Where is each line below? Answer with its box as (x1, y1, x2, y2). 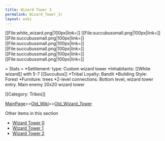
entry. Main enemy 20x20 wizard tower (5, 82, 85, 88)
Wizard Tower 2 (12, 131, 45, 137)
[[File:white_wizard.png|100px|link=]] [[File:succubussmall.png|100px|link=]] (5, 30, 161, 36)
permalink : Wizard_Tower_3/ (5, 12, 63, 17)
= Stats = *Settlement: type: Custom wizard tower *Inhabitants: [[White (5, 66, 151, 72)
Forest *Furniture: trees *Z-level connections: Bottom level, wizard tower (5, 76, 154, 82)
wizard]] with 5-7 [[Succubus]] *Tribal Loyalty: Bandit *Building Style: (5, 71, 147, 77)
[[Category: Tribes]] (5, 91, 46, 97)
